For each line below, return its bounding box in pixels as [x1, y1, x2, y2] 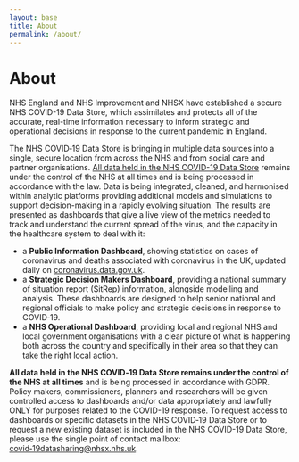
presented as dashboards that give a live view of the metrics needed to [9, 210, 270, 220]
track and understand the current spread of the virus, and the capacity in [9, 219, 278, 230]
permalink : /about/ [9, 29, 82, 38]
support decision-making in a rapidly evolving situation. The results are [9, 200, 270, 210]
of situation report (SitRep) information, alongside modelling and [21, 284, 259, 294]
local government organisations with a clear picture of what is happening [21, 331, 291, 342]
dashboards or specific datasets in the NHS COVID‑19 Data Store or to [9, 415, 268, 425]
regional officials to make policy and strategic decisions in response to [21, 302, 281, 313]
